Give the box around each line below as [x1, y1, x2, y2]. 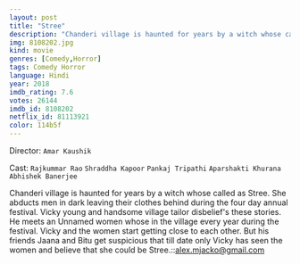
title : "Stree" [9, 21, 66, 30]
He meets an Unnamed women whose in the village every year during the [9, 216, 279, 227]
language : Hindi [9, 71, 70, 80]
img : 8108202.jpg [9, 37, 74, 47]
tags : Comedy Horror [9, 63, 87, 72]
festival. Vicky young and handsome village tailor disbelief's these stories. [9, 207, 282, 217]
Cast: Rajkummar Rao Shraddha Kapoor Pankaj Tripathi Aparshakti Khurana [9, 162, 281, 173]
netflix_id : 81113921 [9, 112, 90, 121]
